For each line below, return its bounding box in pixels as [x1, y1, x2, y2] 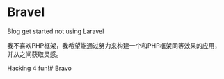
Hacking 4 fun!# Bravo [7, 64, 72, 72]
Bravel [7, 4, 45, 20]
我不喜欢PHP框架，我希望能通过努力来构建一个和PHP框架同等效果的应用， [7, 41, 221, 49]
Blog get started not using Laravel [7, 27, 104, 35]
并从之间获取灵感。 [7, 50, 63, 58]
